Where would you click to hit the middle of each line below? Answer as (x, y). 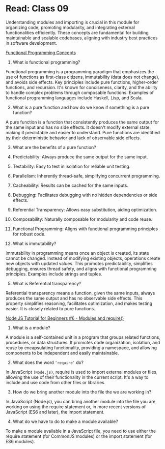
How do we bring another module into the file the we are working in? (82, 392)
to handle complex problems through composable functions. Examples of (80, 92)
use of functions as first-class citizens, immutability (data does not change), (82, 77)
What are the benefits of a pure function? (54, 147)
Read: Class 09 (37, 9)
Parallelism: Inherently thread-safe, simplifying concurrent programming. (86, 176)
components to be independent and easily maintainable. (62, 353)
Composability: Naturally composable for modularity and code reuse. (82, 219)
